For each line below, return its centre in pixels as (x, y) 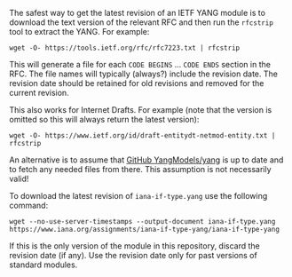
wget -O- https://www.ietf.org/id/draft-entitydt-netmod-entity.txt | (142, 136)
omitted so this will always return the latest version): (104, 119)
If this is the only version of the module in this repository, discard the (134, 246)
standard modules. (43, 265)
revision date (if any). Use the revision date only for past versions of (133, 255)
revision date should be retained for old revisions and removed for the (137, 83)
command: (29, 205)
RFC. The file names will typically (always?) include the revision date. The (143, 74)
